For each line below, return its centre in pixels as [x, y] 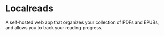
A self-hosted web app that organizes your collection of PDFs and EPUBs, [82, 22]
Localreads [29, 9]
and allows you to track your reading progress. [54, 27]
